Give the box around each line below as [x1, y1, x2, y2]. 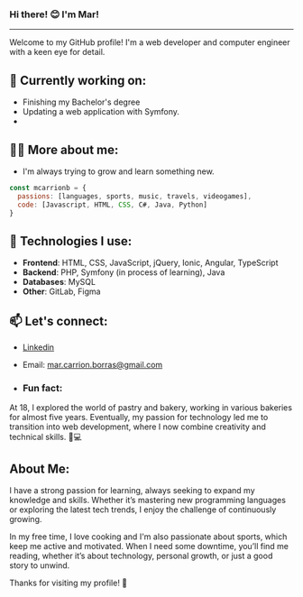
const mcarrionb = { [9, 183, 87, 192]
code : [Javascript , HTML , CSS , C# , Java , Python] [17, 200, 207, 209]
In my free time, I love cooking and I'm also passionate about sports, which [9, 531, 288, 542]
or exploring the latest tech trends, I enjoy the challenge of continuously [9, 504, 277, 515]
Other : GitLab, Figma [22, 286, 101, 297]
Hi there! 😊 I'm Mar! [9, 8, 99, 21]
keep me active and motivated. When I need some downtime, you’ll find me [9, 541, 289, 552]
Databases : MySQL [22, 277, 96, 288]
